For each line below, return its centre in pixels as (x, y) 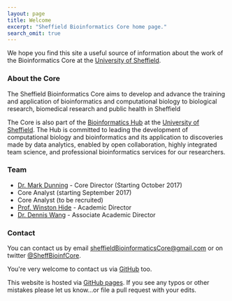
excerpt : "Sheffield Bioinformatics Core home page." (87, 27)
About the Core (34, 79)
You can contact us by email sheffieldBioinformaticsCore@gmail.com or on (115, 248)
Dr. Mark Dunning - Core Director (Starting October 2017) (100, 185)
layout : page (26, 14)
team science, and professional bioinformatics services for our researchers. (116, 152)
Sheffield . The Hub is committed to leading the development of (98, 129)
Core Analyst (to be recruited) (60, 200)
